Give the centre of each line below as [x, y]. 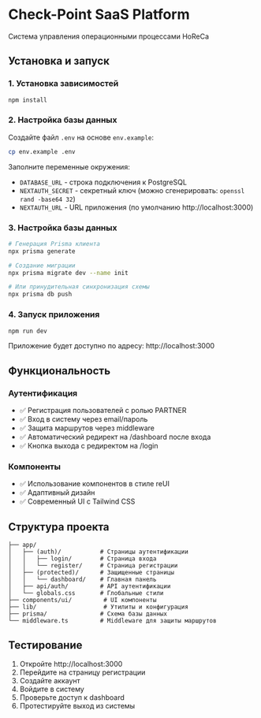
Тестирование [45, 645]
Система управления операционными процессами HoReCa [109, 36]
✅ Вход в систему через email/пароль [84, 419]
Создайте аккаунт [50, 681]
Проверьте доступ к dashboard [72, 698]
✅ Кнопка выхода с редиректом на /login [89, 446]
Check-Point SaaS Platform [99, 15]
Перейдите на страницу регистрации [82, 672]
